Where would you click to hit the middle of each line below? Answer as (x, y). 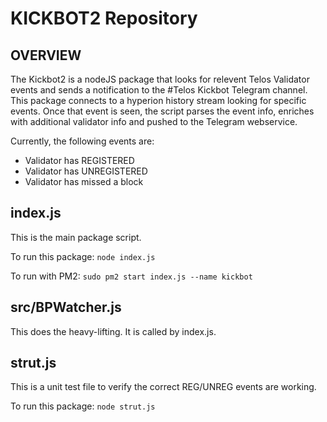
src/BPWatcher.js (66, 307)
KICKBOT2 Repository (104, 18)
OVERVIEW (46, 55)
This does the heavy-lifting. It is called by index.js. (113, 331)
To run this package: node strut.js (83, 406)
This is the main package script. (76, 237)
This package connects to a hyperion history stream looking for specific (158, 100)
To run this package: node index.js (83, 256)
